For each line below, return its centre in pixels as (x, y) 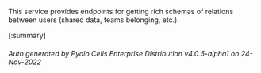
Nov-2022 (25, 62)
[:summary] (27, 35)
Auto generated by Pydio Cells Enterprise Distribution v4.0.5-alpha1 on (124, 53)
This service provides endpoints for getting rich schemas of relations (121, 12)
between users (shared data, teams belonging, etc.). (94, 20)
